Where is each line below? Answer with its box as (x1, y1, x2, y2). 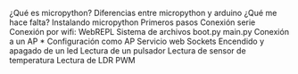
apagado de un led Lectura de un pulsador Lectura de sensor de (9, 45, 247, 56)
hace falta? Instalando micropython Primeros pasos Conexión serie (9, 17, 256, 28)
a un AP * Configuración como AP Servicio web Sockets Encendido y (9, 36, 265, 46)
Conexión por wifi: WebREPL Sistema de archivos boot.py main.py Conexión (9, 27, 290, 37)
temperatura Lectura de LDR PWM (9, 55, 136, 65)
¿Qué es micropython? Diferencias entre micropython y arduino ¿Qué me (9, 8, 277, 18)
